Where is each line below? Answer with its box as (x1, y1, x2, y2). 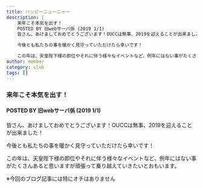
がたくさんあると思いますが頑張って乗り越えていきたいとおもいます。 (6, 162, 180, 169)
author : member (6, 58, 45, 64)
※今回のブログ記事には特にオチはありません (6, 175, 116, 182)
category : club (6, 64, 45, 70)
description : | (6, 14, 45, 20)
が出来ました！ (6, 129, 43, 136)
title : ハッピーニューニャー (6, 8, 71, 15)
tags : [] (6, 70, 28, 76)
